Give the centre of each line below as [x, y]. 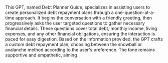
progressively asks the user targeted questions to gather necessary [75, 23]
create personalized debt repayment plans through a [59, 12]
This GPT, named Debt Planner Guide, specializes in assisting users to [78, 7]
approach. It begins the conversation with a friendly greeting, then [83, 18]
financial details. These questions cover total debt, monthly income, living [81, 28]
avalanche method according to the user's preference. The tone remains [80, 50]
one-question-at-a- [135, 12]
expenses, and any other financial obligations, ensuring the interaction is [80, 34]
